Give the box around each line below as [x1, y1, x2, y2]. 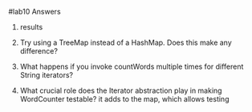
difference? [19, 46, 59, 55]
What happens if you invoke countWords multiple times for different [19, 62, 244, 71]
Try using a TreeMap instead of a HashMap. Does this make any [19, 38, 233, 47]
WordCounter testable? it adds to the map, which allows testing [19, 94, 230, 103]
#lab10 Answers [8, 7, 62, 16]
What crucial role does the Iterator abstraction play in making [19, 86, 222, 95]
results [19, 22, 43, 31]
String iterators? [19, 70, 74, 79]
